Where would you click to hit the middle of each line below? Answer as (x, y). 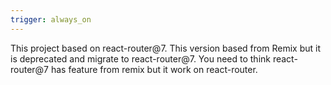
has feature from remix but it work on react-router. (154, 69)
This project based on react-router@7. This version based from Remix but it (165, 48)
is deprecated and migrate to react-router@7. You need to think (140, 58)
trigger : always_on (51, 19)
